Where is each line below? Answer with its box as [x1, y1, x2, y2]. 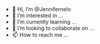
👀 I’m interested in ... [12, 12, 64, 19]
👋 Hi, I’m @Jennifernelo [12, 6, 72, 12]
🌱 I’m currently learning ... [12, 18, 77, 25]
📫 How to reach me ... [12, 32, 68, 38]
